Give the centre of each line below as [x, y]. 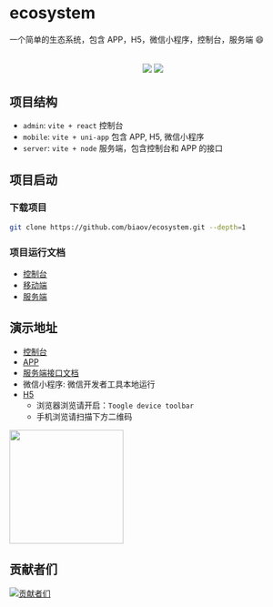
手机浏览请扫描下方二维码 [84, 416]
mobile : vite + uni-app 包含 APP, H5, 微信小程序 [113, 137]
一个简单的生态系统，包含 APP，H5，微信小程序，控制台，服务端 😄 [136, 39]
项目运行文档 [38, 252]
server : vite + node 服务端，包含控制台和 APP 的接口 [122, 148]
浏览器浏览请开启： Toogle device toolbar [115, 405]
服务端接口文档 [51, 372]
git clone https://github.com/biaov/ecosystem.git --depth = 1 [128, 227]
